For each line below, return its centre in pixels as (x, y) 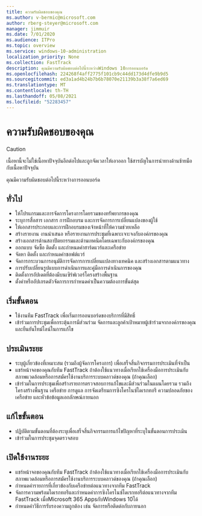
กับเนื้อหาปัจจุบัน (23, 168)
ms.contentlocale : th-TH (37, 91)
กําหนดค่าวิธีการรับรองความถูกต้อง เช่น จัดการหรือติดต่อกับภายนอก (80, 506)
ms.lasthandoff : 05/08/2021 (42, 96)
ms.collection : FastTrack (39, 62)
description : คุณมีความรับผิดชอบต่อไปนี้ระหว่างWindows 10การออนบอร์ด (77, 68)
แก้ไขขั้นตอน (25, 416)
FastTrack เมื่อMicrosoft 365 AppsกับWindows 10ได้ (77, 499)
